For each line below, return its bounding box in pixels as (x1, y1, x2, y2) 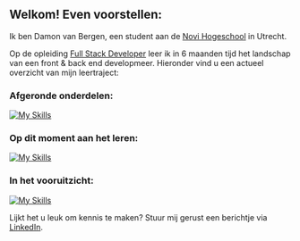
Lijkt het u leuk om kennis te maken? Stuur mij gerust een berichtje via (9, 212, 268, 222)
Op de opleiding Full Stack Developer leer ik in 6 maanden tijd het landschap (9, 48, 291, 59)
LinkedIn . (9, 221, 43, 232)
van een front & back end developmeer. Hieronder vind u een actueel (9, 57, 264, 68)
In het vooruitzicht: (9, 174, 94, 187)
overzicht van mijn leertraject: (9, 67, 119, 78)
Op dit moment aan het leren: (9, 132, 139, 145)
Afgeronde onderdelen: (9, 89, 114, 102)
